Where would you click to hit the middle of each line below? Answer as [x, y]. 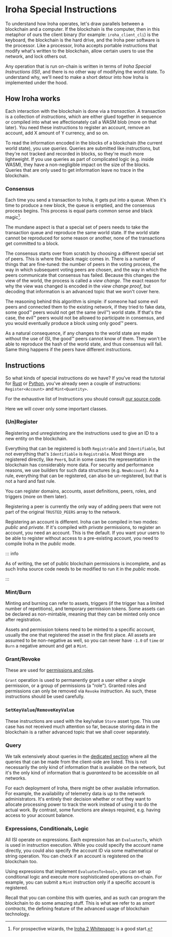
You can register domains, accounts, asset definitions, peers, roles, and [81, 491]
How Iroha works [33, 99]
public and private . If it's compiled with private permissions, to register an [83, 527]
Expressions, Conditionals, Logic [47, 828]
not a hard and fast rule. [31, 481]
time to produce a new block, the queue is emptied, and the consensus [80, 206]
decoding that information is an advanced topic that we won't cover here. [83, 291]
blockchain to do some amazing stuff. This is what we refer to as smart [80, 903]
